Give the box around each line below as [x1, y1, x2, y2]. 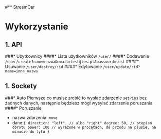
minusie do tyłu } [12, 129, 50, 134]
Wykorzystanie [5, 21, 69, 32]
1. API [5, 40, 22, 49]
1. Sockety [5, 82, 37, 90]
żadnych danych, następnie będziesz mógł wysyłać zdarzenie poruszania [5, 100, 153, 106]
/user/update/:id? [103, 65, 140, 69]
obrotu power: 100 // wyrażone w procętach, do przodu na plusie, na [12, 125, 157, 130]
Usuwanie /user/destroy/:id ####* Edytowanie [5, 64, 102, 69]
